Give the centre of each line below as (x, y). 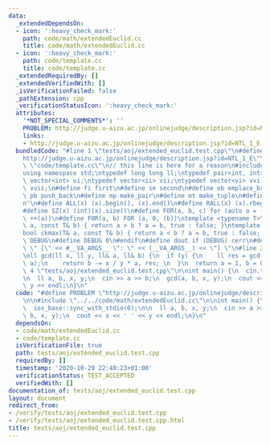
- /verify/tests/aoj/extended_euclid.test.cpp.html (96, 421)
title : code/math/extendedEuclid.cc (84, 46)
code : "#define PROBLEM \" (61, 293)
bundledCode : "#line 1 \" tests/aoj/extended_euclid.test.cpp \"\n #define (140, 151)
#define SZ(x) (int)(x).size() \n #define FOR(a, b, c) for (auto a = (140, 210)
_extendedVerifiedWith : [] (61, 83)
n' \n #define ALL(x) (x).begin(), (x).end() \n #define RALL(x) (127, 203)
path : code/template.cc (63, 61)
